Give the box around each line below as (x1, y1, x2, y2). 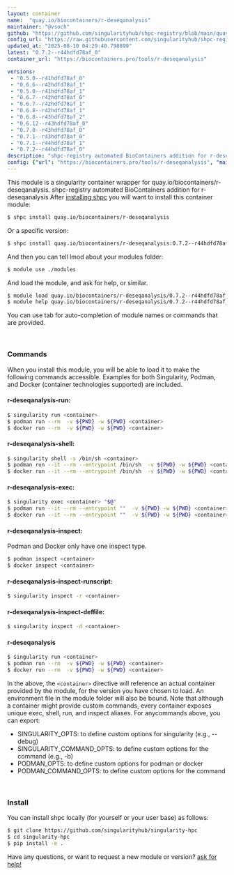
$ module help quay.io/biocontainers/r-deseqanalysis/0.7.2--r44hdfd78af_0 (7, 298, 232, 305)
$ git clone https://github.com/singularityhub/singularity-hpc (7, 827, 198, 834)
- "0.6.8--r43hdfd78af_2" (10, 114, 86, 121)
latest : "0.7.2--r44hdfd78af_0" (7, 50, 101, 56)
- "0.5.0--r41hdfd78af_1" (10, 88, 86, 95)
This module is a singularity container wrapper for (7, 178, 150, 186)
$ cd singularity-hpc (7, 834, 70, 841)
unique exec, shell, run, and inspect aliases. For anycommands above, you (7, 708, 221, 717)
